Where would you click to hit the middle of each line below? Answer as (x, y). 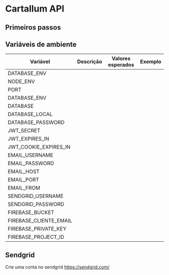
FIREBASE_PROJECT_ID (36, 237)
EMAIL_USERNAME (31, 155)
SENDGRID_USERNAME (36, 196)
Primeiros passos (33, 27)
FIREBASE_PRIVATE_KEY (37, 229)
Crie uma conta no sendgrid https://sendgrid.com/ (57, 267)
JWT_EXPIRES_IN (28, 139)
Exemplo (151, 62)
